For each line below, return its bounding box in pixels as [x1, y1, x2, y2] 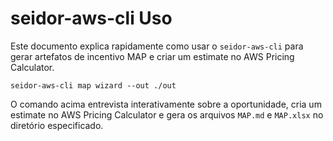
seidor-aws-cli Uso [10, 7, 173, 30]
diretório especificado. [10, 119, 104, 131]
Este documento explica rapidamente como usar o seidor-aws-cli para [10, 40, 304, 52]
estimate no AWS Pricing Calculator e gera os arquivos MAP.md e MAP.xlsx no [10, 108, 324, 121]
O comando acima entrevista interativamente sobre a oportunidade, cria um [10, 98, 322, 110]
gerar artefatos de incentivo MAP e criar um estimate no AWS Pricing [10, 50, 295, 62]
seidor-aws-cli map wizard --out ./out [10, 80, 177, 91]
